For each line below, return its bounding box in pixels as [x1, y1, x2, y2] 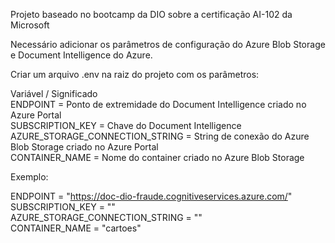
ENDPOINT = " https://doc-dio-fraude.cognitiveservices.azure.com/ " [10, 190, 293, 202]
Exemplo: [10, 171, 49, 183]
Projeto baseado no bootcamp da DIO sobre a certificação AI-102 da [10, 9, 293, 20]
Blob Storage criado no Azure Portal [10, 141, 159, 153]
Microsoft [10, 19, 50, 31]
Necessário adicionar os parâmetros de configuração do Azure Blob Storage [10, 39, 326, 50]
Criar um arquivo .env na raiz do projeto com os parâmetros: [10, 69, 260, 80]
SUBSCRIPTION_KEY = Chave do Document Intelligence [10, 120, 242, 131]
